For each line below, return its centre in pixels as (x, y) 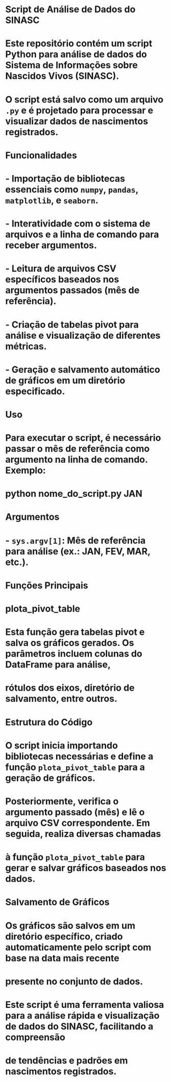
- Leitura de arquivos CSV (61, 269)
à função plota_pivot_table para (75, 857)
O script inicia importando (62, 745)
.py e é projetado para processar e (79, 110)
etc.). (17, 562)
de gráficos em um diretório (65, 380)
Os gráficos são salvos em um (70, 926)
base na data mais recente (63, 958)
